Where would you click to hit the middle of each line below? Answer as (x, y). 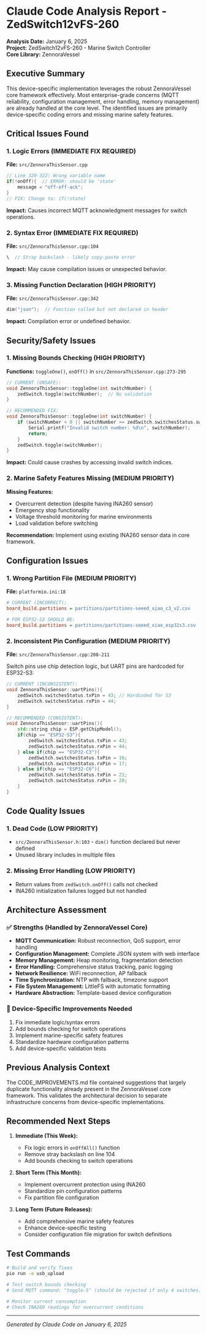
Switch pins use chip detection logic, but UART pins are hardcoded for (95, 666)
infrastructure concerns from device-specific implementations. (86, 1102)
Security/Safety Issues (51, 341)
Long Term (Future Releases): (54, 1209)
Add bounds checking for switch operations (71, 1029)
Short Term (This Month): (48, 1173)
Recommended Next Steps (59, 1121)
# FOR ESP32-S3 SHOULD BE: (41, 620)
